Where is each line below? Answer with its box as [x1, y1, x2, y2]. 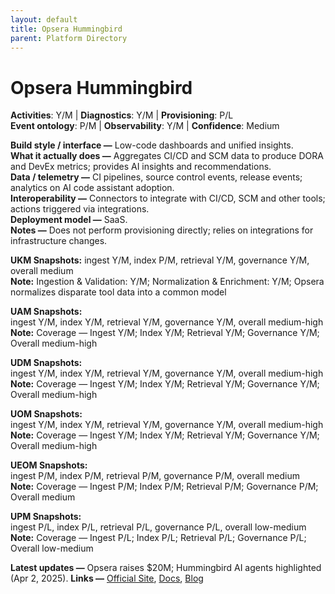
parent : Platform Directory [10, 33, 128, 43]
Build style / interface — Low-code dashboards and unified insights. [10, 139, 294, 151]
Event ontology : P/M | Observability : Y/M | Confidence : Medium [10, 120, 280, 132]
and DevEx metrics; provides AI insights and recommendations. [10, 161, 272, 173]
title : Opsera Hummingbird [10, 24, 123, 34]
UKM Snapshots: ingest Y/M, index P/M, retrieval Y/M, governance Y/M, [10, 254, 310, 266]
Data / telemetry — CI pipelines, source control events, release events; [10, 171, 303, 183]
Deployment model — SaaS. [10, 214, 128, 226]
